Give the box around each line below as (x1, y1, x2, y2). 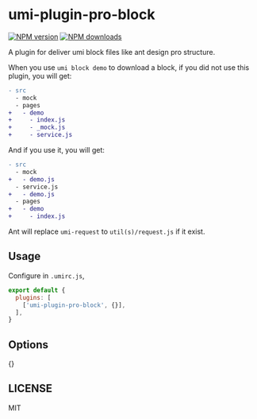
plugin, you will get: (8, 71, 72, 80)
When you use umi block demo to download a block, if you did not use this (8, 62, 250, 72)
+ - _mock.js (8, 123, 66, 132)
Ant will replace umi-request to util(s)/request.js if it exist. (8, 227, 205, 236)
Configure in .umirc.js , (8, 270, 85, 280)
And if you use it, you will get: (8, 145, 105, 155)
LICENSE (8, 382, 53, 395)
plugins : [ (15, 293, 52, 301)
